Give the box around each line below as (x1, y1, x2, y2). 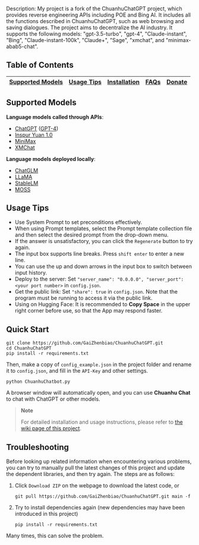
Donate (166, 77, 188, 86)
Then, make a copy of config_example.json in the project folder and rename (6, 361, 192, 368)
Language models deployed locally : (6, 155, 96, 162)
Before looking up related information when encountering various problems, (6, 458, 192, 465)
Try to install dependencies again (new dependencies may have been (14, 504, 185, 511)
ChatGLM (14, 166, 39, 174)
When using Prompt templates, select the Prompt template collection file (14, 225, 192, 232)
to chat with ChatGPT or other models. (6, 395, 100, 403)
